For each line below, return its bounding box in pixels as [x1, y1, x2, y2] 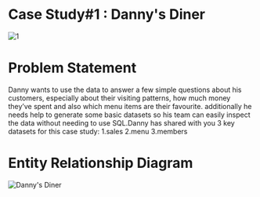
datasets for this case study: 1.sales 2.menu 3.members [8, 126, 188, 136]
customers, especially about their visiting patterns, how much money [8, 93, 231, 103]
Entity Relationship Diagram [8, 155, 193, 172]
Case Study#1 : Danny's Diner [8, 5, 206, 24]
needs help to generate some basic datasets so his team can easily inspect [8, 110, 251, 119]
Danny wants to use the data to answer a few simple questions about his [8, 85, 242, 94]
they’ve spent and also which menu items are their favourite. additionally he [8, 101, 252, 111]
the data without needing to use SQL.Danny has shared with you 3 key [8, 118, 235, 127]
